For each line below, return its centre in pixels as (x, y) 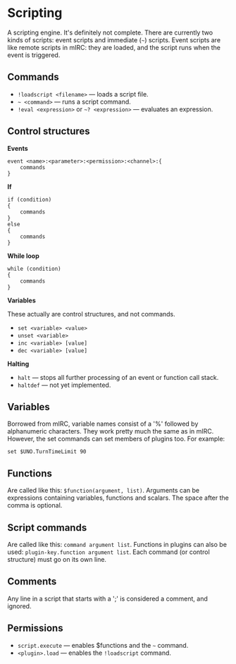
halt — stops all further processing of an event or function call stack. (118, 377)
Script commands (47, 528)
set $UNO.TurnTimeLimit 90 (47, 452)
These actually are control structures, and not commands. (92, 314)
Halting (18, 364)
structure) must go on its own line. (57, 559)
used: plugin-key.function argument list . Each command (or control (108, 552)
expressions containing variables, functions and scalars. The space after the (118, 498)
